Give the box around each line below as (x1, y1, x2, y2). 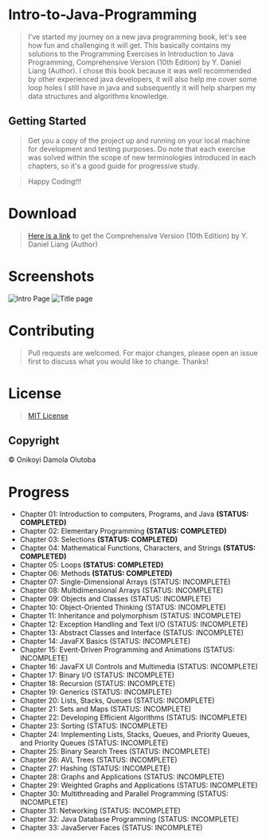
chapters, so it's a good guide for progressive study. (27, 161, 200, 171)
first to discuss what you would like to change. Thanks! (27, 357, 209, 366)
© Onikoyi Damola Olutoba (8, 455, 96, 464)
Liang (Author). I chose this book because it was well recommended (27, 65, 252, 75)
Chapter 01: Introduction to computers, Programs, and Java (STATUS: (19, 509, 249, 519)
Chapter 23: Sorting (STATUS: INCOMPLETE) (19, 721, 168, 731)
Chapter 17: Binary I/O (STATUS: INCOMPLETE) (19, 670, 175, 680)
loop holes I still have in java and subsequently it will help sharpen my (27, 82, 256, 93)
